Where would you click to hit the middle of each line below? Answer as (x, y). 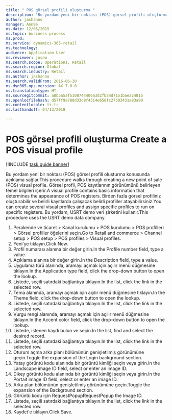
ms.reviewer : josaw (27, 57)
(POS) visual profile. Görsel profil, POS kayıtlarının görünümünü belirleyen (83, 185)
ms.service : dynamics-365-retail (41, 43)
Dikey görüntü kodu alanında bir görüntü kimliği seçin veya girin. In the (87, 374)
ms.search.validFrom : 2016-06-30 (41, 81)
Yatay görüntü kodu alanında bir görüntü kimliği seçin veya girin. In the (87, 363)
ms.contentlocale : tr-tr (32, 105)
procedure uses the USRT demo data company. (56, 217)
